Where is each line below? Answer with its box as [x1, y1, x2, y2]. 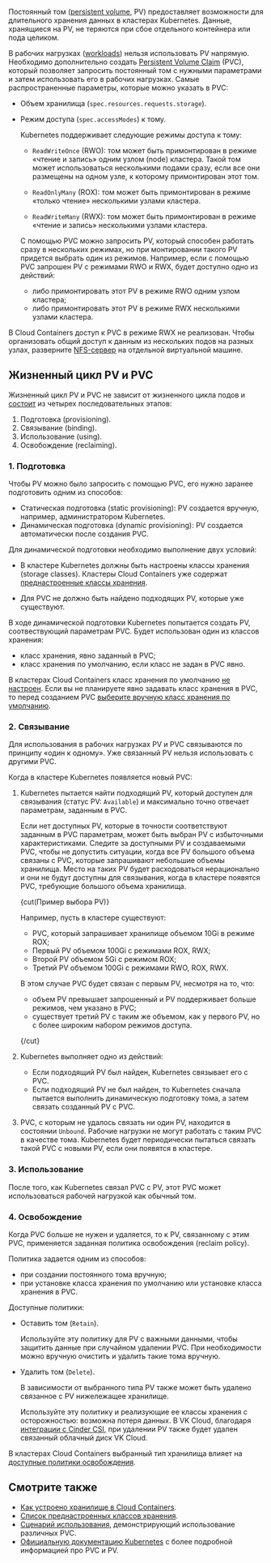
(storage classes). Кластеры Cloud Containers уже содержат [19, 569, 228, 579]
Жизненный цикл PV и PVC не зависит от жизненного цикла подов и [8, 389, 245, 400]
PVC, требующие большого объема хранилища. [19, 882, 187, 891]
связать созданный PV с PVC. [32, 1102, 136, 1112]
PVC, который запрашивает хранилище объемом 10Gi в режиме [32, 929, 255, 938]
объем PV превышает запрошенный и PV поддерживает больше [32, 994, 256, 1004]
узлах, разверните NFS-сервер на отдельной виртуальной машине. [8, 345, 243, 354]
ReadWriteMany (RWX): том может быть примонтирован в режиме [32, 212, 256, 221]
